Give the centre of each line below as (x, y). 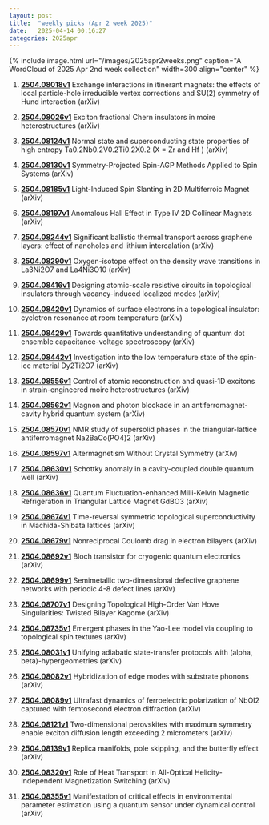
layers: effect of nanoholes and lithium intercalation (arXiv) (117, 246)
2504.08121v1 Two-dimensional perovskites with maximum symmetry (137, 724)
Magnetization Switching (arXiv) (117, 781)
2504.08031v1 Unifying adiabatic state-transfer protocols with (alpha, (137, 652)
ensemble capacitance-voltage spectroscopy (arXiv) (108, 342)
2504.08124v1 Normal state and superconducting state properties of (135, 142)
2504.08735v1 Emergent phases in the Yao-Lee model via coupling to (137, 628)
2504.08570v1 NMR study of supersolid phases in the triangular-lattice (139, 430)
